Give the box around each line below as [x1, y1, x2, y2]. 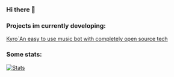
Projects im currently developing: [6, 21, 107, 29]
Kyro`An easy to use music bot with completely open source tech [6, 35, 168, 43]
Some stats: [6, 51, 42, 59]
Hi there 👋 [6, 5, 36, 14]
